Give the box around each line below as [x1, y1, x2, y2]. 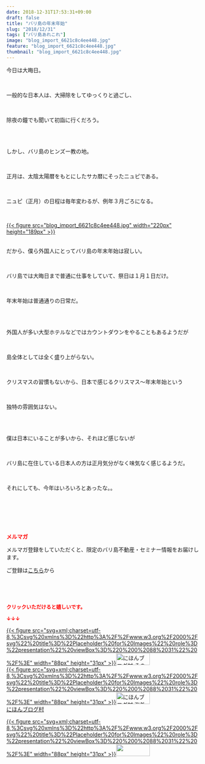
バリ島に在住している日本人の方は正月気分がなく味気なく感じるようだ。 [6, 459, 188, 466]
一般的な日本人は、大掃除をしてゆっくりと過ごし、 [6, 91, 135, 99]
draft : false [6, 15, 40, 21]
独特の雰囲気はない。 [6, 403, 60, 410]
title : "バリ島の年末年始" [6, 20, 68, 26]
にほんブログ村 [6, 705, 44, 713]
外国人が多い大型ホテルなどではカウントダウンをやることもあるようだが [6, 328, 188, 336]
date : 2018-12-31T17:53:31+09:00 [6, 9, 92, 15]
